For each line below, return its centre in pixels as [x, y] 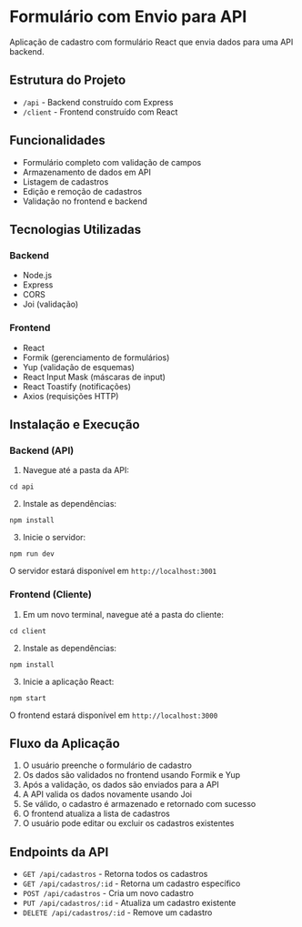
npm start [28, 698]
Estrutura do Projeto [68, 81]
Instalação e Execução [75, 424]
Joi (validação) [50, 304]
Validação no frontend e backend [85, 201]
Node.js [37, 276]
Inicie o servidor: [54, 538]
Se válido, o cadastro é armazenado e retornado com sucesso [139, 804]
